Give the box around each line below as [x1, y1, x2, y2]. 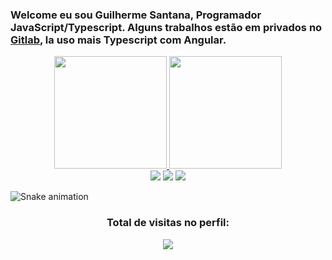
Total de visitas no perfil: [106, 216, 230, 230]
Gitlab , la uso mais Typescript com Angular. [10, 33, 227, 47]
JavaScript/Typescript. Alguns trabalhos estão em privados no [10, 20, 323, 34]
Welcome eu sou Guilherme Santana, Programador [10, 8, 262, 22]
